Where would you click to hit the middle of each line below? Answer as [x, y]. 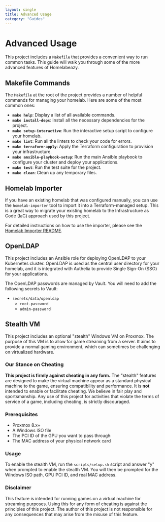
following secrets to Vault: [32, 288]
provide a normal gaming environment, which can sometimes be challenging [82, 347]
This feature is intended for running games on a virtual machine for [73, 498]
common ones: [20, 105]
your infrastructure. [32, 152]
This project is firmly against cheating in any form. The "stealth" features [81, 375]
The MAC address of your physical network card [62, 441]
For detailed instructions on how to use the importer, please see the [74, 225]
